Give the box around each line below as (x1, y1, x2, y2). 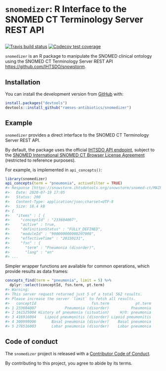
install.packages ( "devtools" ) (5, 101, 68, 106)
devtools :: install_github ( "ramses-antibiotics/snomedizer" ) (5, 105, 132, 110)
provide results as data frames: (5, 268, 69, 274)
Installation (5, 78, 41, 86)
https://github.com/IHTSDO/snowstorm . (5, 64, 86, 70)
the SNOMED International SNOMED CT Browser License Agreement (5, 152, 145, 158)
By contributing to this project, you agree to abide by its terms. (5, 360, 132, 366)
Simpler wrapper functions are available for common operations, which (5, 263, 150, 269)
